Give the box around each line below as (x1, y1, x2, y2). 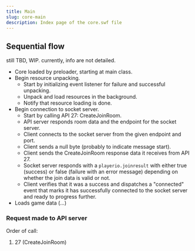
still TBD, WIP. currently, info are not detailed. (6, 57, 116, 64)
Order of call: (6, 227, 38, 235)
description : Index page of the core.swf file (6, 19, 122, 25)
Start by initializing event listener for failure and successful (23, 81, 166, 88)
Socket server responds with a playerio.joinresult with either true (23, 162, 187, 169)
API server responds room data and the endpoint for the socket (23, 118, 177, 125)
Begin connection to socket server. (14, 106, 99, 113)
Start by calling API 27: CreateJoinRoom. (23, 112, 122, 119)
